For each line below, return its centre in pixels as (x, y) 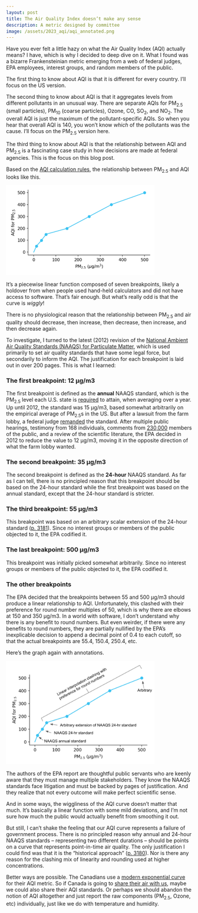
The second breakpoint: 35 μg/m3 (56, 462)
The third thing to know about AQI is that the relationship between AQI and (96, 144)
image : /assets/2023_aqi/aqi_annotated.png (60, 31)
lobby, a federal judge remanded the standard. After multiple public (88, 421)
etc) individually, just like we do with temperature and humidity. (82, 904)
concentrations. (25, 866)
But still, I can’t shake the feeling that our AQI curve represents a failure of (96, 828)
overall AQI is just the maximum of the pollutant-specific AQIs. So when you (98, 118)
